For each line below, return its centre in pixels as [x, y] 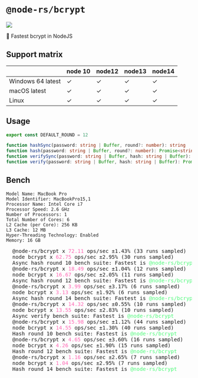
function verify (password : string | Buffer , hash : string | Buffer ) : [93, 162]
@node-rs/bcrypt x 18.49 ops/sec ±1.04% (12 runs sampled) [99, 269]
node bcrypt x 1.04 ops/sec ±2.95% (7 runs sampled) [90, 363]
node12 [108, 71]
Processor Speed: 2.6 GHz [38, 209]
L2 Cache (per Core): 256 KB [42, 225]
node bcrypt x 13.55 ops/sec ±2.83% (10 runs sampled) [93, 310]
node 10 [79, 71]
